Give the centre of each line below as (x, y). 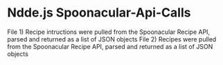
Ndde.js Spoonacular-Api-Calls (99, 13)
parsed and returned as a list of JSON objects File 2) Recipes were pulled (112, 39)
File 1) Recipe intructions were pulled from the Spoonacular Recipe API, (108, 32)
